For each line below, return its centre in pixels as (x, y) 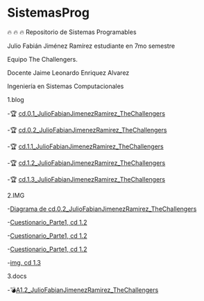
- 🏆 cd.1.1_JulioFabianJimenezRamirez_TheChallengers (86, 146)
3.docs (17, 276)
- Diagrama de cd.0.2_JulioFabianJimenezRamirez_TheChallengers (102, 209)
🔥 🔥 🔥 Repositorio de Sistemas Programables (72, 32)
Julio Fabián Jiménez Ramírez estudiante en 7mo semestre (91, 46)
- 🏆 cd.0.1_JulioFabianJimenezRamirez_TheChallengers (86, 113)
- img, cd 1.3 (24, 262)
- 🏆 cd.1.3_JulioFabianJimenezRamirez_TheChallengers (86, 179)
